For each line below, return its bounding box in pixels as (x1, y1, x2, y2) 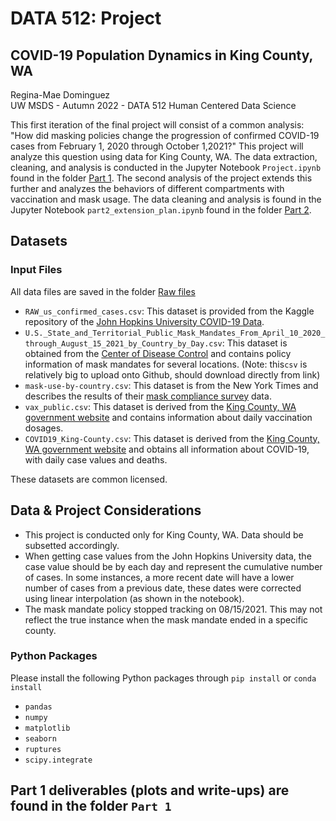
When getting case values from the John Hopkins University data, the (24, 550, 312, 562)
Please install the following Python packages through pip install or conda (10, 672, 317, 684)
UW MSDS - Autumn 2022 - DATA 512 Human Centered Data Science (10, 100, 297, 111)
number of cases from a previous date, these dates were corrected (24, 582, 302, 594)
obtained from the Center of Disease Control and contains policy (24, 347, 292, 359)
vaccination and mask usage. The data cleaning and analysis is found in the (10, 193, 322, 205)
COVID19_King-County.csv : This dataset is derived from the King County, (24, 432, 320, 444)
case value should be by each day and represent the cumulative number (24, 560, 323, 572)
